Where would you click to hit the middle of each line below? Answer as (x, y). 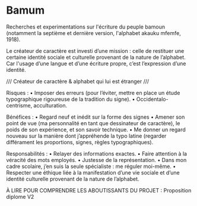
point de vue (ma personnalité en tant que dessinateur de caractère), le (93, 123)
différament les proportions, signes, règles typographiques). (80, 142)
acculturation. (50, 105)
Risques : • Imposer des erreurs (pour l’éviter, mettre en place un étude (93, 93)
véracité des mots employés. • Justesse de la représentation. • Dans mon (96, 160)
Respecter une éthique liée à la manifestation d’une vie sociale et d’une (93, 172)
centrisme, (19, 105)
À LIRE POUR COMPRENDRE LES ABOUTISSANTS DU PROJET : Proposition (99, 190)
